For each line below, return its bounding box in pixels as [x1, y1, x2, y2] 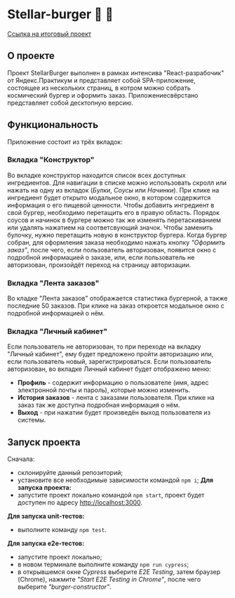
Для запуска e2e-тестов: [7, 539, 85, 547]
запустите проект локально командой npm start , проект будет [17, 491, 205, 500]
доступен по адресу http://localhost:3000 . [17, 498, 142, 507]
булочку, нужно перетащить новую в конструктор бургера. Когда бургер [7, 230, 227, 239]
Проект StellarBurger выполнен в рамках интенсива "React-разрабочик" [7, 68, 224, 77]
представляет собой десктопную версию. [7, 98, 133, 107]
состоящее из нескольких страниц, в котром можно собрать [7, 84, 192, 92]
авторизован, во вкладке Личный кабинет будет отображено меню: [7, 365, 211, 373]
